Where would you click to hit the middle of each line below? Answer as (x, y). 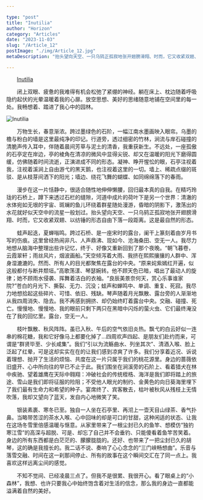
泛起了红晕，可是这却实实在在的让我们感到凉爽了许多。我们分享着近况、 (96, 351)
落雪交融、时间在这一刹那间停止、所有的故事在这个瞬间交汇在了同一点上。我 (101, 455)
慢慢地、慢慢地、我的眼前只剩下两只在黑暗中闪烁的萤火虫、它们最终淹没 (107, 308)
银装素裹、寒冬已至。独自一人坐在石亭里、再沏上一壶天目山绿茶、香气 (104, 410)
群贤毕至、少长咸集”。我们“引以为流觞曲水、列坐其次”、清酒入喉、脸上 (107, 344)
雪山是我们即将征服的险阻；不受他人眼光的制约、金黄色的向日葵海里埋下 (107, 381)
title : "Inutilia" (29, 23)
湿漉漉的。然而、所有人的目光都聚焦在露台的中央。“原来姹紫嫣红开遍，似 (103, 263)
